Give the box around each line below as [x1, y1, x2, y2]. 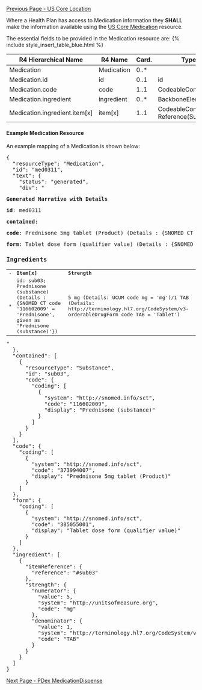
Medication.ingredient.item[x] [9, 108, 93, 117]
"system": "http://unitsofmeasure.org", [38, 600, 159, 606]
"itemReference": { [25, 563, 83, 570]
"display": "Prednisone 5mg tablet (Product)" [31, 473, 171, 480]
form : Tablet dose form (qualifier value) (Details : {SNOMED [6, 241, 194, 248]
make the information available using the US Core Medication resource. [6, 24, 183, 30]
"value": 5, [38, 594, 73, 600]
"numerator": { [31, 588, 76, 594]
